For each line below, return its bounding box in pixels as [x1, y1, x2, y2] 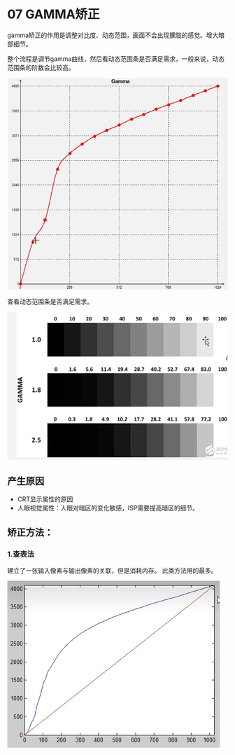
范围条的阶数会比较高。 [7, 63, 75, 72]
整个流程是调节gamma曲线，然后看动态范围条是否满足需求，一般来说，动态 [7, 54, 225, 63]
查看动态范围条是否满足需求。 [7, 297, 93, 306]
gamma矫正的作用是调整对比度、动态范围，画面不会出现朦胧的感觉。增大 [7, 31, 219, 39]
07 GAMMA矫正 [7, 6, 100, 22]
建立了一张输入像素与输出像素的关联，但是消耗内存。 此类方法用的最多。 [7, 566, 218, 575]
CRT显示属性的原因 [17, 495, 73, 503]
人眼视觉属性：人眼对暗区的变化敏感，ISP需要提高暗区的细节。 [17, 504, 199, 512]
